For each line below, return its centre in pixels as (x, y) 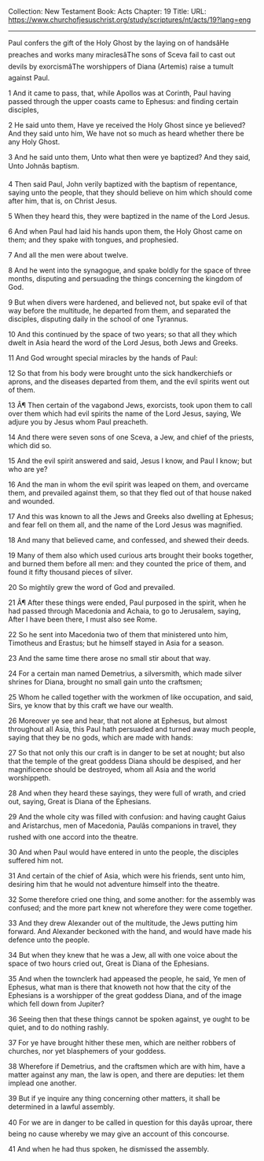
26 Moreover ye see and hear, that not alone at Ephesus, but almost (118, 721)
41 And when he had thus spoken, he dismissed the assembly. (109, 1149)
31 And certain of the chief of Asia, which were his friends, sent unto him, (127, 876)
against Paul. (29, 78)
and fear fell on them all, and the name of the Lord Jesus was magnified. (125, 525)
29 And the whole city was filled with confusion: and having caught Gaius (127, 817)
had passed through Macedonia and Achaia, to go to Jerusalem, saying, (125, 611)
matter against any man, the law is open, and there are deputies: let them (126, 1075)
